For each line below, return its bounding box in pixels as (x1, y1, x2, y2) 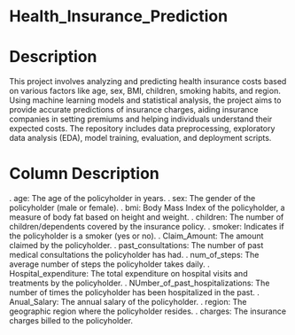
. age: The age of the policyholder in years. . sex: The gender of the (9, 193, 256, 204)
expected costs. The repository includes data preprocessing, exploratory (9, 123, 276, 134)
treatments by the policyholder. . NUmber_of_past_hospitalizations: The (9, 277, 270, 289)
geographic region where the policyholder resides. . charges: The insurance (9, 306, 286, 316)
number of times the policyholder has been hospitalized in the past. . (9, 287, 260, 298)
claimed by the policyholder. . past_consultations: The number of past (9, 240, 264, 251)
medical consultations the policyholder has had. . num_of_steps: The (9, 250, 260, 261)
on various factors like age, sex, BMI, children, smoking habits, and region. (9, 86, 281, 97)
